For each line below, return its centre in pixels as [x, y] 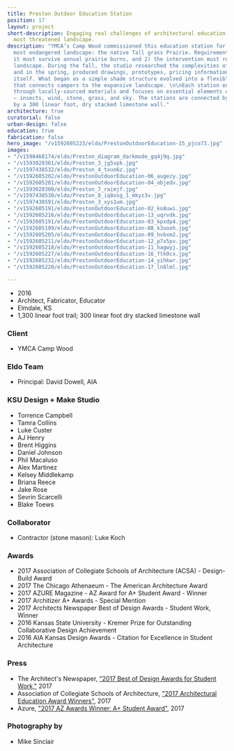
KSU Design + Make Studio [53, 400]
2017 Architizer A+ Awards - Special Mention [81, 601]
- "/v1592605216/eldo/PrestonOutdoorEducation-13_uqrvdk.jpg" [99, 215]
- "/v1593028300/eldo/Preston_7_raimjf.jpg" [73, 189]
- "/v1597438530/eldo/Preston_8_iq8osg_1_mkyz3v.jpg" [87, 196]
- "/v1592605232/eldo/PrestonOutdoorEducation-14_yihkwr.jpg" [99, 261]
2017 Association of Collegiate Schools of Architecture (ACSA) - [109, 571]
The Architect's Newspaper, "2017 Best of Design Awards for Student [117, 678]
